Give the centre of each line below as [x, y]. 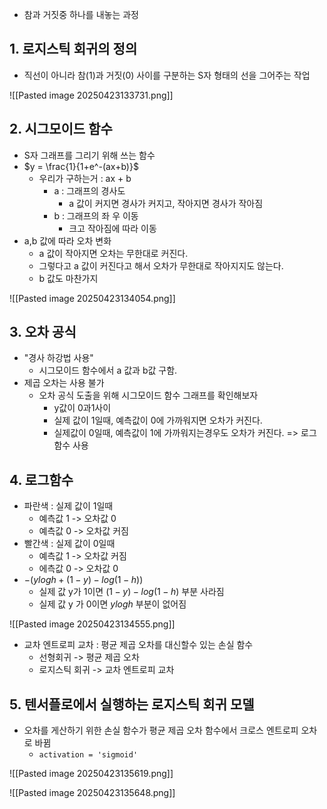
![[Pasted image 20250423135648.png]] [92, 793]
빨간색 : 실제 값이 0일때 [69, 544]
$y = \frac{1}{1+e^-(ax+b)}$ [81, 166]
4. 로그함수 [41, 479]
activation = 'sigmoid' [88, 755]
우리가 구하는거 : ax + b [85, 178]
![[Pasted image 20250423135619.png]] [91, 774]
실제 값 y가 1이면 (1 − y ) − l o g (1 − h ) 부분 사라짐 [131, 592]
